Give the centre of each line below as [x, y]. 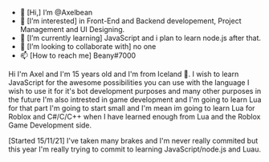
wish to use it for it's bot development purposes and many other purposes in [135, 91]
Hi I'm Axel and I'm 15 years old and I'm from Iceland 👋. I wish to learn [124, 74]
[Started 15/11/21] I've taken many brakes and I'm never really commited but [133, 141]
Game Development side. [50, 125]
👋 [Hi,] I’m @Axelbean [56, 12]
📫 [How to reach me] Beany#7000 [78, 55]
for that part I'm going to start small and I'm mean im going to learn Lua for [132, 108]
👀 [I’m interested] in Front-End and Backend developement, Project [130, 21]
